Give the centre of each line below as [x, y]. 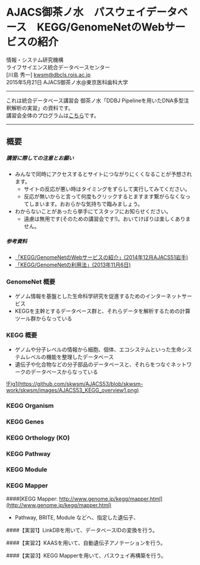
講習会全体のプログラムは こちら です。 [53, 115]
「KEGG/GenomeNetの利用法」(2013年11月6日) [73, 265]
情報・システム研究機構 [35, 60]
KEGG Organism [30, 406]
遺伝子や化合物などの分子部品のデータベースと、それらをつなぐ [93, 364]
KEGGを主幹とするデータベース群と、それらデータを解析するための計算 [102, 311]
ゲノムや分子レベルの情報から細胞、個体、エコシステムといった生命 [98, 349]
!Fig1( [13, 383]
